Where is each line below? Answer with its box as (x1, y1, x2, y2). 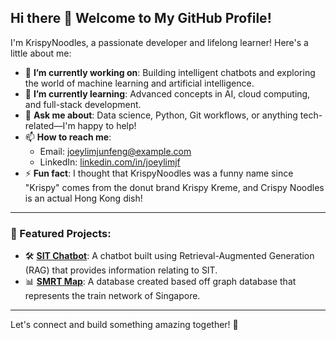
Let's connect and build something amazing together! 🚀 (10, 319, 239, 331)
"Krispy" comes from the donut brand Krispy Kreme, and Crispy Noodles (24, 181, 325, 193)
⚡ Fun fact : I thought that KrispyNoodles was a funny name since (24, 167, 294, 179)
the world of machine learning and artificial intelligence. (24, 77, 255, 89)
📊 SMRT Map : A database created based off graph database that (24, 276, 297, 288)
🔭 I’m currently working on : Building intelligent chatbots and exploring (24, 66, 316, 78)
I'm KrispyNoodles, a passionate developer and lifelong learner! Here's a (10, 36, 309, 48)
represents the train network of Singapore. (24, 290, 201, 302)
